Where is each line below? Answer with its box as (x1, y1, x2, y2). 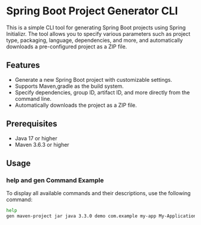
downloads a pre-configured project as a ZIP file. (6, 43, 127, 50)
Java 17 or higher (14, 134, 58, 141)
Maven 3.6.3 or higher (14, 141, 70, 148)
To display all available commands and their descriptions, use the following (6, 190, 191, 197)
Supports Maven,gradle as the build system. (14, 82, 124, 90)
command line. (14, 95, 52, 102)
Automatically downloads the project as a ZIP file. (14, 101, 138, 109)
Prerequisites (6, 119, 57, 129)
